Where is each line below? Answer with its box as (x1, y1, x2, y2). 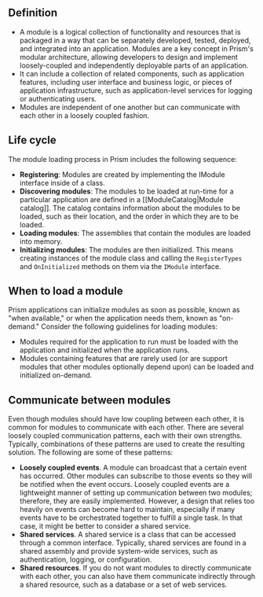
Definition (8, 6, 57, 20)
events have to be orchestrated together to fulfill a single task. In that (19, 513, 243, 522)
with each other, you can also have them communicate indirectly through (19, 572, 256, 581)
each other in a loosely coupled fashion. (19, 110, 150, 120)
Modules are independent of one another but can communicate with (19, 102, 241, 112)
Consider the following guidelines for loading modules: (41, 322, 218, 331)
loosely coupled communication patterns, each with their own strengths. (8, 431, 243, 440)
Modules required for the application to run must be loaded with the (19, 337, 239, 347)
